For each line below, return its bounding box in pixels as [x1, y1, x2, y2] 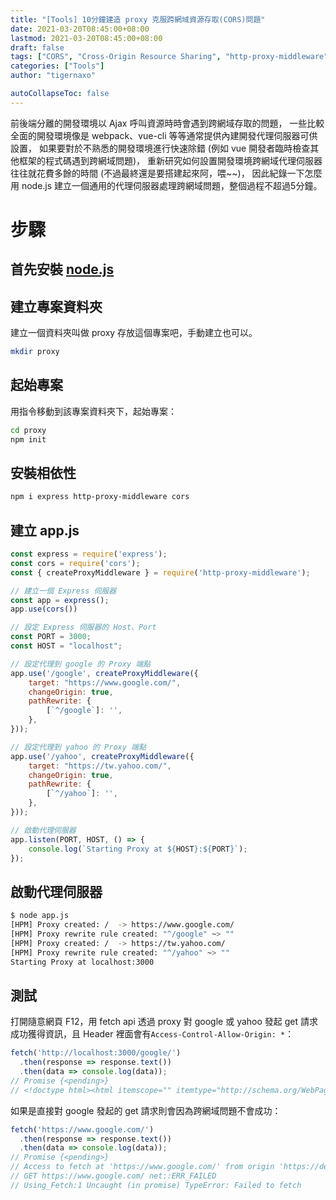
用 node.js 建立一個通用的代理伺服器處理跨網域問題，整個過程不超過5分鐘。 [10, 179, 323, 191]
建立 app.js [10, 522, 80, 539]
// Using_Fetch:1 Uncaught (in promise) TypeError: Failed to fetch [10, 1180, 302, 1190]
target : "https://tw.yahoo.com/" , [28, 761, 172, 771]
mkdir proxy [10, 347, 60, 357]
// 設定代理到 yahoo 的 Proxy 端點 [10, 742, 147, 752]
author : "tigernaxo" [10, 71, 97, 81]
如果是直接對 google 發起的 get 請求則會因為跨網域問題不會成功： [10, 1104, 282, 1116]
